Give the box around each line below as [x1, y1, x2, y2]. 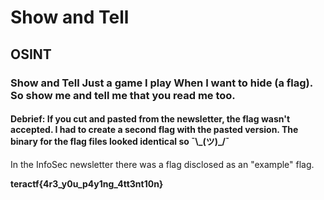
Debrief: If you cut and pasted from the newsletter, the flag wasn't [10, 113, 291, 125]
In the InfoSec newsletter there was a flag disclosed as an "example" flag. [10, 158, 315, 170]
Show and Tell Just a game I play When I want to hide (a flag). [10, 76, 313, 90]
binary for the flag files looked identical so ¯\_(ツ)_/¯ [10, 136, 230, 148]
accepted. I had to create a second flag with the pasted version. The [10, 124, 299, 136]
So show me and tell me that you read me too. [10, 88, 236, 102]
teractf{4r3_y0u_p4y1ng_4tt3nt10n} [10, 177, 164, 190]
